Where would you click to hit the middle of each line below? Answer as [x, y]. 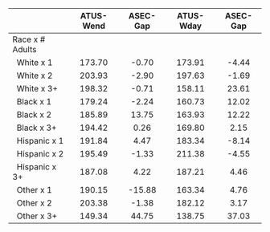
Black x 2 [34, 114]
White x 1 [35, 62]
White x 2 [35, 75]
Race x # [29, 39]
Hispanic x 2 [40, 154]
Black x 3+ [37, 128]
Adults [25, 49]
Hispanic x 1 [40, 141]
